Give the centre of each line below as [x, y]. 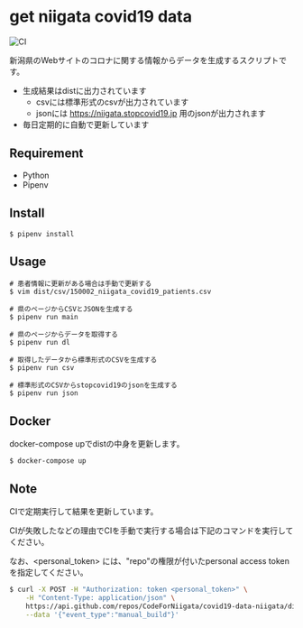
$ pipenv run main [44, 318]
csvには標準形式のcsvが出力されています [112, 102]
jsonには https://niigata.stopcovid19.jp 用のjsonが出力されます [151, 113]
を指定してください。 [49, 572]
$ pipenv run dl [40, 343]
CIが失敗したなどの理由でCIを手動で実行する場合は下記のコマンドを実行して [151, 531]
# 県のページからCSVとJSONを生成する [71, 309]
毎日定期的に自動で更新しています [86, 125]
